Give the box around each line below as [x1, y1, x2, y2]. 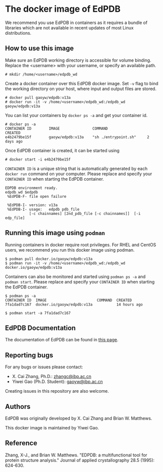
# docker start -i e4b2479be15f [5, 157, 71, 162]
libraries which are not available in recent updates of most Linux [5, 24, 134, 30]
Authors [5, 402, 31, 411]
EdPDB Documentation [5, 324, 76, 332]
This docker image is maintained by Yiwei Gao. [5, 425, 99, 430]
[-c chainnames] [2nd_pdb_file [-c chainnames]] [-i [29, 211, 141, 216]
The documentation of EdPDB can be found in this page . [5, 337, 119, 343]
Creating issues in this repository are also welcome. [5, 388, 109, 394]
